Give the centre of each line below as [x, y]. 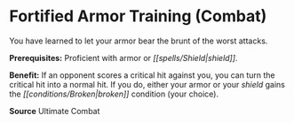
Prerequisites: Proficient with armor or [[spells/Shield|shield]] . [123, 58]
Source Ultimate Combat [55, 111]
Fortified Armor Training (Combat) [138, 16]
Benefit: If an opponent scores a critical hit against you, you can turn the [142, 75]
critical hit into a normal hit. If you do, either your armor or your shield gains [147, 84]
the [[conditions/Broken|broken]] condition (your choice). [114, 94]
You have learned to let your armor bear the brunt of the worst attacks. [139, 41]
